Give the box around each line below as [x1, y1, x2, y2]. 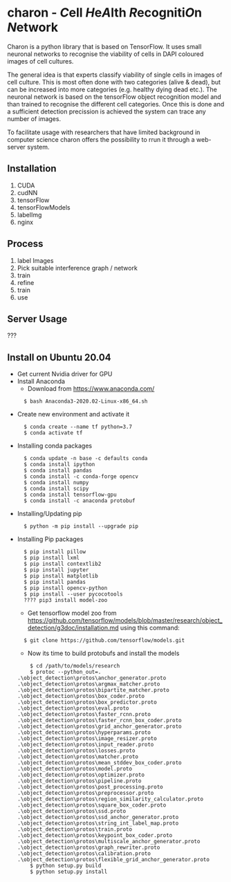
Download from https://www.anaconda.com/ [27, 385, 155, 393]
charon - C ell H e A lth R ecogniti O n [7, 5, 203, 21]
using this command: [120, 624, 180, 632]
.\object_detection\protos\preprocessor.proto [17, 790, 154, 797]
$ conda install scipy [24, 486, 89, 493]
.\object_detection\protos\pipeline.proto [17, 778, 142, 784]
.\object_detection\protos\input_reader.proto [17, 742, 154, 748]
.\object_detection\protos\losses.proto [17, 747, 136, 755]
